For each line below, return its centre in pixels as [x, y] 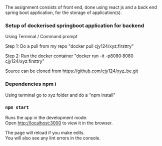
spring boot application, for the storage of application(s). [63, 13]
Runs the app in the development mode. [46, 117]
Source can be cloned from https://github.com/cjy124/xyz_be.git [72, 71]
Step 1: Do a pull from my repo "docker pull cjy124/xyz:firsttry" [69, 46]
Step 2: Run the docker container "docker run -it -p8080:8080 [69, 56]
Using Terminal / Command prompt [41, 37]
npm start [17, 107]
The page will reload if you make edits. [45, 132]
